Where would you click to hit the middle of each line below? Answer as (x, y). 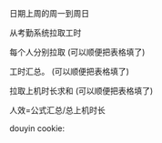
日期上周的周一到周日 (49, 13)
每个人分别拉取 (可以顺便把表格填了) (77, 52)
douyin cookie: (37, 128)
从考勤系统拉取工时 (46, 33)
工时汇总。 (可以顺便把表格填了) (70, 71)
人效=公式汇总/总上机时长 (58, 110)
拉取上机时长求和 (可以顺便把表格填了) (81, 91)
